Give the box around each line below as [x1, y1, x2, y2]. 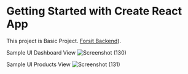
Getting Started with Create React [6, 4, 182, 18]
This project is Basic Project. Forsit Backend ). [6, 37, 122, 44]
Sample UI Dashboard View [6, 49, 76, 56]
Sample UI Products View [6, 61, 71, 68]
